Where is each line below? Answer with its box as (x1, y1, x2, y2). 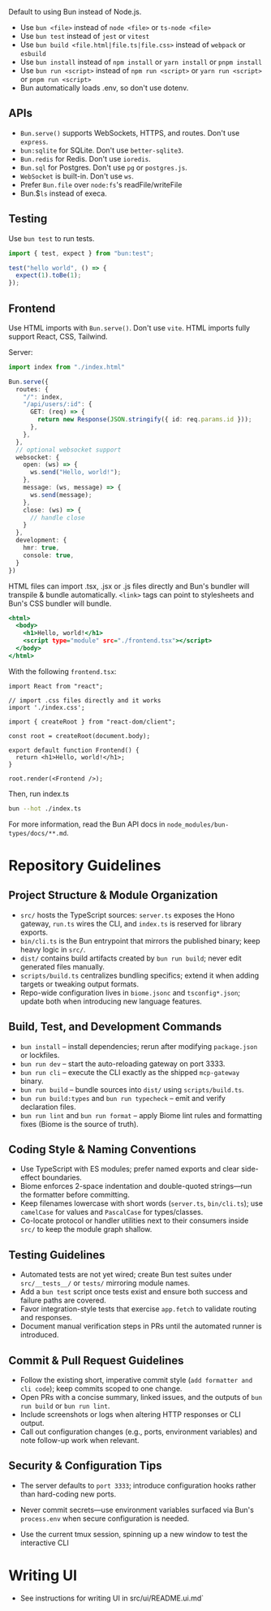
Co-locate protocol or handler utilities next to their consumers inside (19, 1216, 249, 1225)
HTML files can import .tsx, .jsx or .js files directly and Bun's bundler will (8, 581, 250, 591)
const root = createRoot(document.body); (8, 732, 151, 740)
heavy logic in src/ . (19, 944, 86, 954)
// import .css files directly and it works (8, 696, 161, 705)
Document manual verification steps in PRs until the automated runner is (19, 1321, 262, 1331)
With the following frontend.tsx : (8, 666, 117, 676)
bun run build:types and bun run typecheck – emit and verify (19, 1093, 226, 1103)
